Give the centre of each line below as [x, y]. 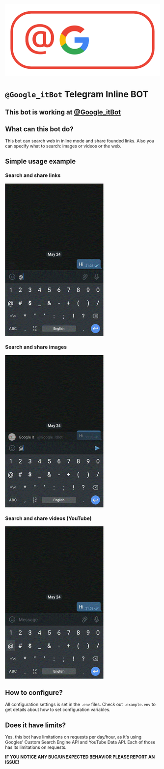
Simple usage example [41, 161]
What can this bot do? [39, 129]
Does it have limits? [36, 725]
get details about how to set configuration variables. [58, 710]
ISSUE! [12, 762]
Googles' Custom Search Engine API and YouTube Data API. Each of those [80, 742]
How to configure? [34, 693]
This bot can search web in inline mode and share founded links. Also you [80, 141]
